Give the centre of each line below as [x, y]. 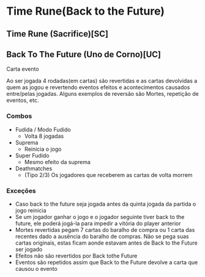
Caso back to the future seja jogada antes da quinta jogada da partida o [106, 204]
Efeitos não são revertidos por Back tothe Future [76, 256]
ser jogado [29, 249]
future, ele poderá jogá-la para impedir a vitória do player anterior [98, 223]
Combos [19, 116]
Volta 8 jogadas [44, 136]
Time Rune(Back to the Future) [86, 11]
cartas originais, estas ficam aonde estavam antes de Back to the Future [106, 243]
